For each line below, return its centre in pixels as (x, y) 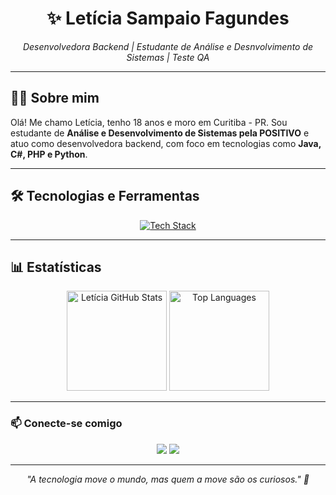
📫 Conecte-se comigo (66, 424)
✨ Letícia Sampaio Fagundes (168, 18)
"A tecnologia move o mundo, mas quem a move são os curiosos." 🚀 (168, 479)
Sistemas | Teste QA (168, 57)
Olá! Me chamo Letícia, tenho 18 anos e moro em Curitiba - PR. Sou (149, 122)
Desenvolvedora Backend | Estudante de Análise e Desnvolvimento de (168, 46)
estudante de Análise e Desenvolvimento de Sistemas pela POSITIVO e (160, 133)
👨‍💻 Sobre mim (55, 98)
